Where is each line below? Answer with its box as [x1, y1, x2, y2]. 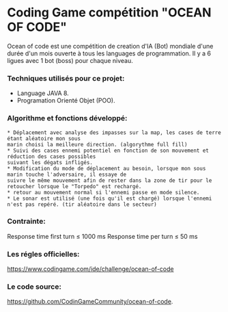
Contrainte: [7, 217, 46, 226]
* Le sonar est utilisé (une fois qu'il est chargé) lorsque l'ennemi [7, 195, 212, 202]
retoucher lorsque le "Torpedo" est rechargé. [7, 183, 142, 190]
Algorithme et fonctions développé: [7, 114, 128, 123]
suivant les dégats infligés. [7, 159, 94, 166]
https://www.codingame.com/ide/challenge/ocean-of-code [7, 265, 174, 273]
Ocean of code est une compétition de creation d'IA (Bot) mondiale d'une [7, 42, 214, 50]
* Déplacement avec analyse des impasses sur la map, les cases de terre [7, 129, 222, 136]
